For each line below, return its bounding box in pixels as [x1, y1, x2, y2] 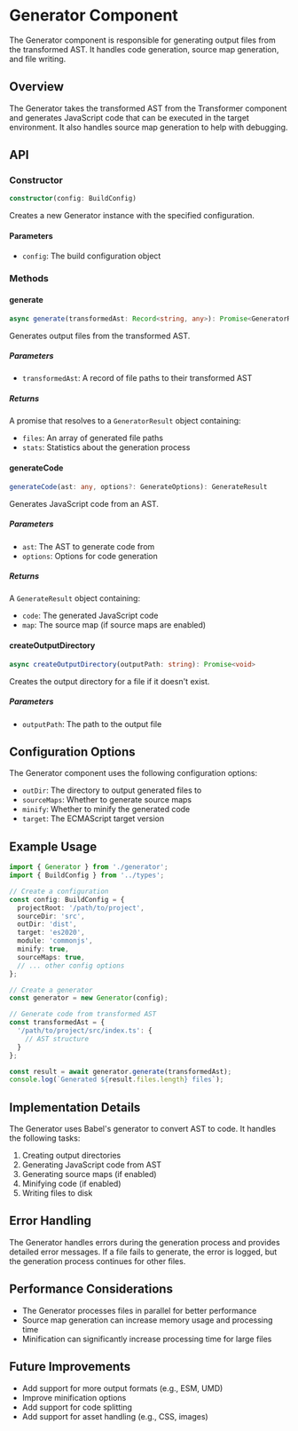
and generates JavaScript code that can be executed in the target [9, 112, 250, 123]
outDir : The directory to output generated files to [21, 785, 202, 795]
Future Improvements [9, 1359, 131, 1374]
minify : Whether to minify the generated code [21, 804, 191, 815]
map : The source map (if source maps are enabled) [21, 620, 207, 630]
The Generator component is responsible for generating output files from [9, 35, 277, 45]
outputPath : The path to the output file [21, 718, 162, 729]
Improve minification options [21, 1392, 127, 1403]
